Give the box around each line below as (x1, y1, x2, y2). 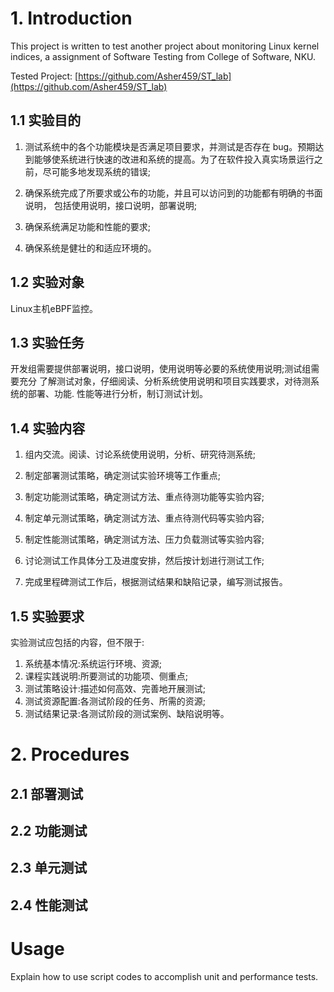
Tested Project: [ (10, 70, 79, 82)
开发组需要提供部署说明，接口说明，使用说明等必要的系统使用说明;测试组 (10, 363, 312, 375)
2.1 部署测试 (10, 785, 84, 802)
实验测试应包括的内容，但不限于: (10, 637, 145, 648)
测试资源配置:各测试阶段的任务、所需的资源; (24, 695, 207, 707)
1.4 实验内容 (10, 420, 86, 437)
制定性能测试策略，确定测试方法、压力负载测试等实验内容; (24, 533, 265, 546)
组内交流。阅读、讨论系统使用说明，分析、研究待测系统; (24, 448, 257, 461)
